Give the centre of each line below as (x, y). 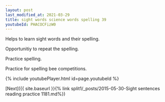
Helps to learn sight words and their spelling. (53, 39)
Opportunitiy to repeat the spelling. (42, 49)
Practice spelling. (24, 59)
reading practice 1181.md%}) (35, 94)
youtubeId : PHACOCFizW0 (31, 24)
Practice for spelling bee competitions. (46, 69)
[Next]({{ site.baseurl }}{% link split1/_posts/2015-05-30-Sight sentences (83, 89)
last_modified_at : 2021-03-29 (38, 15)
